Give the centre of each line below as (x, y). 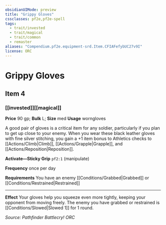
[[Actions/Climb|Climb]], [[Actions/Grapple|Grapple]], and (64, 144)
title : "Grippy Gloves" (30, 14)
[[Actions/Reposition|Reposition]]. (40, 149)
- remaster (21, 42)
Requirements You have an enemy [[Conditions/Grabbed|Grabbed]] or (77, 178)
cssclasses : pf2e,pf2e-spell (35, 19)
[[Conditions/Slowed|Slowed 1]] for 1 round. (49, 208)
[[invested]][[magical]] (33, 108)
